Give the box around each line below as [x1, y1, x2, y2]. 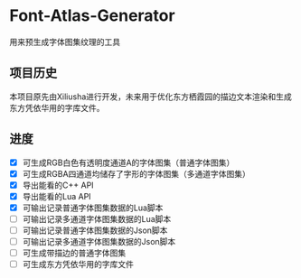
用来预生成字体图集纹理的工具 [9, 36, 120, 47]
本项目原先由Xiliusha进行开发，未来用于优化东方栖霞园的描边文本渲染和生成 [9, 91, 292, 102]
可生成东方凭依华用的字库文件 [22, 259, 134, 270]
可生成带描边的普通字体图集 [22, 247, 127, 258]
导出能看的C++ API [22, 180, 94, 190]
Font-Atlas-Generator [9, 5, 175, 26]
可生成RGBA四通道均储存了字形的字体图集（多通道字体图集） [22, 168, 251, 179]
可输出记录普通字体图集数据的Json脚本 [22, 225, 168, 236]
